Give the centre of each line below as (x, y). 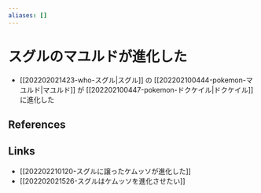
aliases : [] (28, 15)
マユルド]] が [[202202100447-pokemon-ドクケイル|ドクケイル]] (148, 89)
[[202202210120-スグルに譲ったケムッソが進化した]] (105, 171)
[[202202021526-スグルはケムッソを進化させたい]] (103, 180)
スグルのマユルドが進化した (98, 56)
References (37, 124)
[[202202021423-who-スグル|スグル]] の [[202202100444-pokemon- (132, 80)
